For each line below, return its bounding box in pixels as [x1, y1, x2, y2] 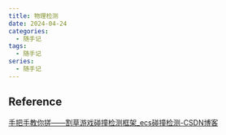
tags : [8, 42, 27, 50]
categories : [8, 27, 49, 35]
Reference [8, 95, 63, 109]
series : [8, 58, 35, 66]
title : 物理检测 [8, 11, 59, 20]
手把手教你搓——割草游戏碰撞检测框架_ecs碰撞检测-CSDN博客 [8, 117, 219, 127]
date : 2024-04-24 [8, 20, 67, 28]
